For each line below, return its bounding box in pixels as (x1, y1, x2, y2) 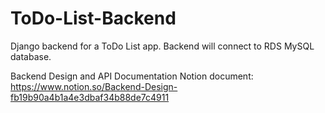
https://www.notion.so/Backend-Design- (10, 80, 178, 92)
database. (10, 50, 52, 62)
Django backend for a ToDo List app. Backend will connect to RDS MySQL (10, 40, 315, 52)
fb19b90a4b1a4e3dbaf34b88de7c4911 (10, 91, 170, 103)
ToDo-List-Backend (10, 7, 177, 30)
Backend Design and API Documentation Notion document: (10, 70, 254, 82)
